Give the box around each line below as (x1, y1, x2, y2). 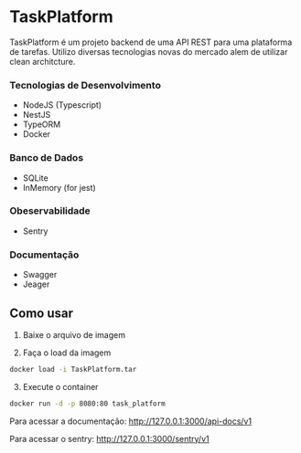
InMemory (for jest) (22, 182, 96, 193)
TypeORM (22, 119, 61, 130)
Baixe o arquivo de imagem (22, 329, 126, 340)
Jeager (22, 279, 50, 290)
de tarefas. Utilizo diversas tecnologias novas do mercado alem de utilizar (9, 46, 288, 57)
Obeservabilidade (9, 205, 91, 217)
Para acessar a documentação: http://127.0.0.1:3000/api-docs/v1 (9, 416, 253, 427)
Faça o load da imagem (22, 347, 112, 358)
